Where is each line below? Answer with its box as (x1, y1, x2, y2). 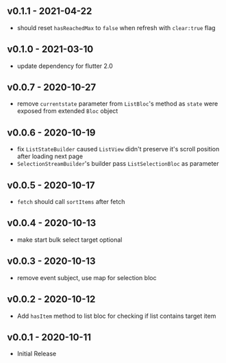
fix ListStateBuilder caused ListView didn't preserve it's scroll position (16, 145, 220, 153)
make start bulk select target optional (16, 236, 123, 244)
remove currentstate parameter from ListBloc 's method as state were (16, 99, 218, 108)
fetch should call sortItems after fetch (16, 198, 125, 206)
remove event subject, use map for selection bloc (16, 273, 157, 281)
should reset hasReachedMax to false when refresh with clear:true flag (16, 23, 216, 32)
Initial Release (16, 349, 57, 358)
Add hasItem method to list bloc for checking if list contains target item (16, 312, 216, 320)
